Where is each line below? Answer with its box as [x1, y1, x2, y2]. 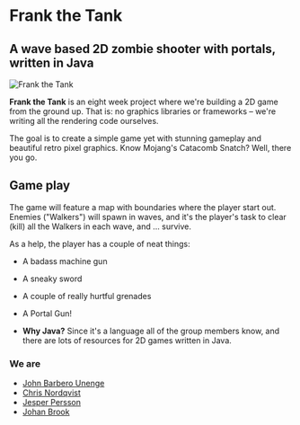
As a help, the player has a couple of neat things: [9, 238, 190, 249]
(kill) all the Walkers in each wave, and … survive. [9, 221, 191, 232]
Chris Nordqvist [22, 387, 81, 398]
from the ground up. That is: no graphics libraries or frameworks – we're [9, 106, 277, 117]
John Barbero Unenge [22, 378, 105, 389]
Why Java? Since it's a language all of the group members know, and [22, 325, 280, 336]
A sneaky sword [22, 273, 83, 284]
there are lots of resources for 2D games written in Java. [22, 334, 232, 346]
